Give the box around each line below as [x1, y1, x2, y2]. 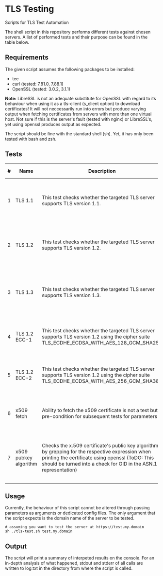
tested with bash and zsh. [5, 136, 57, 142]
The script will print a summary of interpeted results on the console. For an [5, 555, 154, 561]
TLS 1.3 [15, 288, 34, 295]
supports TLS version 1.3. [42, 292, 101, 299]
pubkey [15, 454, 33, 461]
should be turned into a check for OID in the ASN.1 [42, 460, 158, 467]
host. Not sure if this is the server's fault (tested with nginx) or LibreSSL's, [5, 116, 153, 122]
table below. [5, 39, 30, 45]
